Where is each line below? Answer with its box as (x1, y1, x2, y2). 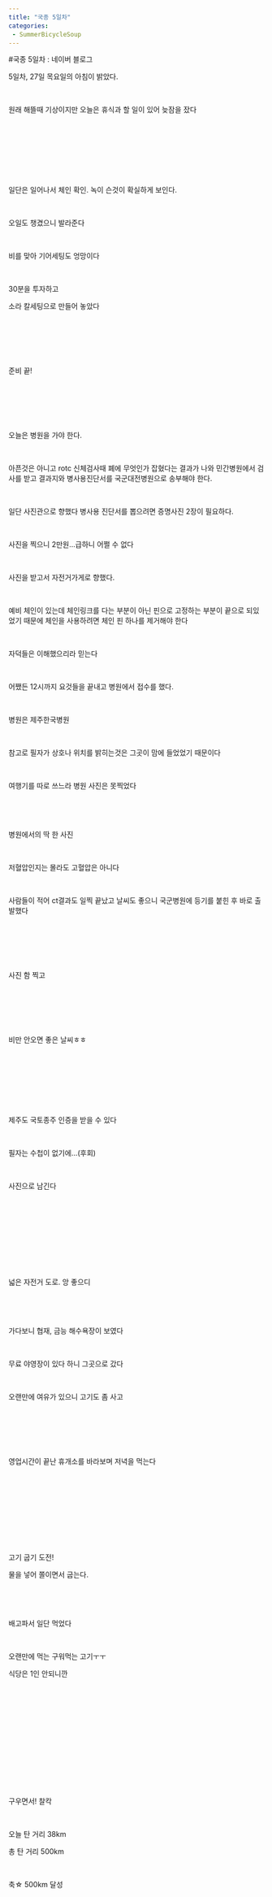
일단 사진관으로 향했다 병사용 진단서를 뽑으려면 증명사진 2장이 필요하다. (8, 506, 234, 516)
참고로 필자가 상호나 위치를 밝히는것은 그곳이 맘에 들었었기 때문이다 (8, 748, 221, 757)
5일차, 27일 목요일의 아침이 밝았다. (8, 72, 119, 81)
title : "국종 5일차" (8, 13, 71, 21)
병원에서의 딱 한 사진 (8, 830, 74, 840)
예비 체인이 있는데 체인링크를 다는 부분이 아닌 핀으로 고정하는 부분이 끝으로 (8, 606, 245, 615)
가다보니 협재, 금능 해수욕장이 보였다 (8, 1326, 123, 1336)
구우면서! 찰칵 (8, 1796, 53, 1806)
